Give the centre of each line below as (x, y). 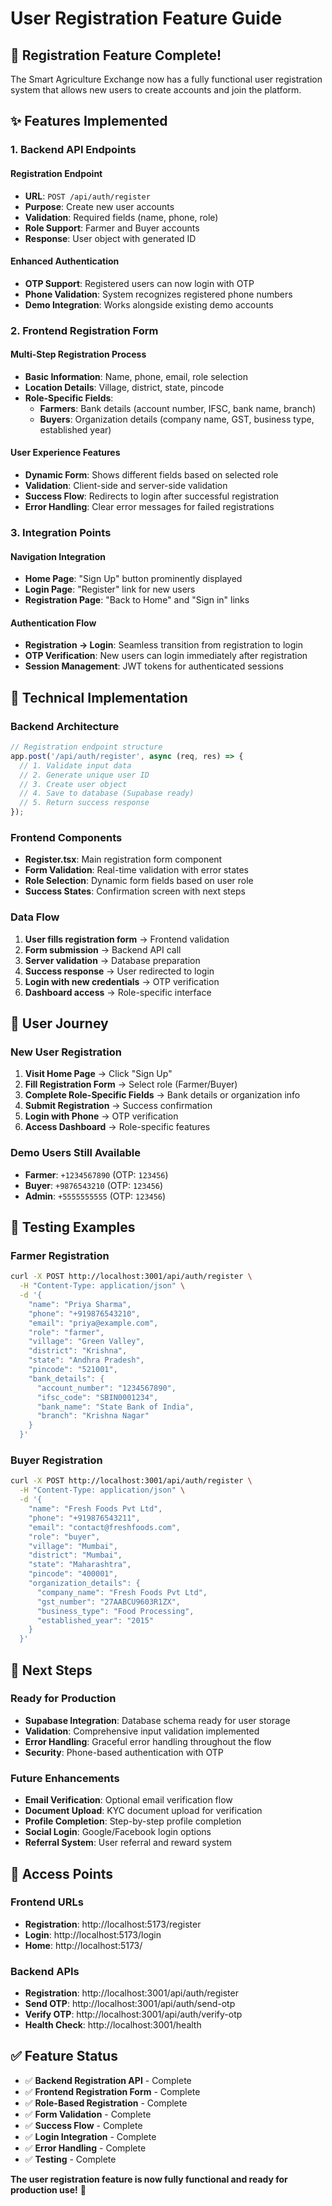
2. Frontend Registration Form (84, 330)
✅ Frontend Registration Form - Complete (112, 2091)
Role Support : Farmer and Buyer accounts (112, 228)
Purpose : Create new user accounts (99, 206)
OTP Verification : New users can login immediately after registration (166, 656)
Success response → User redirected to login (119, 971)
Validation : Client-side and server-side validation (126, 486)
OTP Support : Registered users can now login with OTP (139, 283)
